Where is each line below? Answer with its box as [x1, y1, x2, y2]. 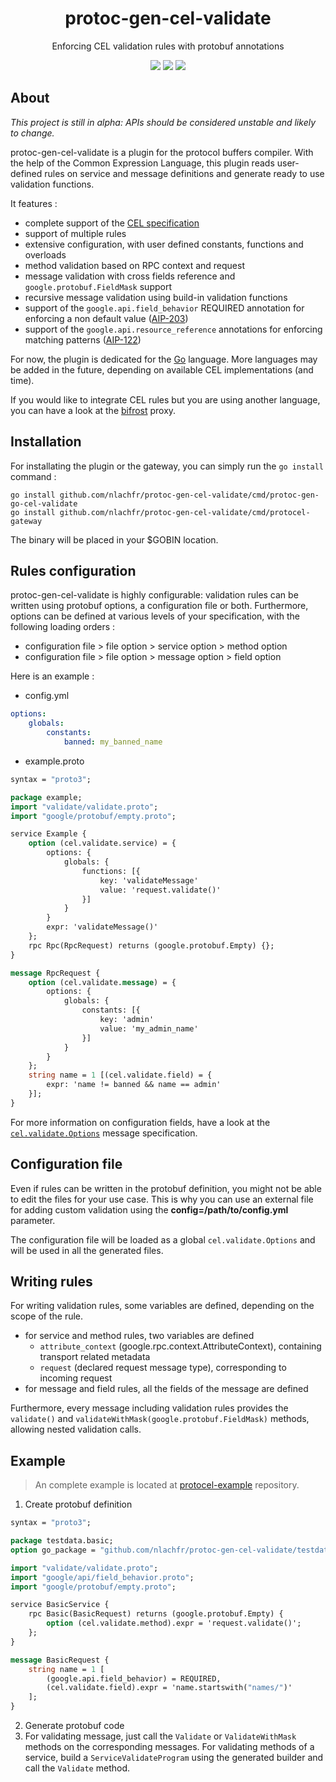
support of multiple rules [24, 227, 127, 239]
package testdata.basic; [10, 1536, 114, 1546]
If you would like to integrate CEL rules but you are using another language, [10, 393, 321, 406]
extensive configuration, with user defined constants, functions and [24, 238, 304, 250]
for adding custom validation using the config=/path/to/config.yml [10, 1203, 289, 1216]
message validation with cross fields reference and [24, 270, 236, 282]
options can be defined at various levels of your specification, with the [10, 610, 300, 622]
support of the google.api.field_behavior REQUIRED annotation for [24, 302, 305, 314]
